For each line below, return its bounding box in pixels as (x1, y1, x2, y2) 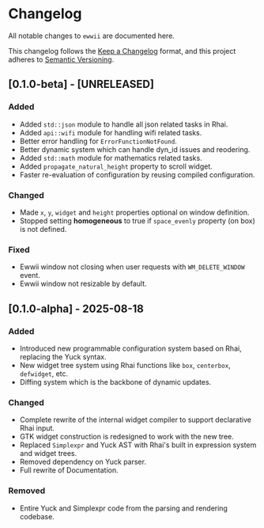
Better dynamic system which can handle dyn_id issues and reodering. (19, 144, 251, 154)
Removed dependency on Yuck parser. (19, 457, 146, 467)
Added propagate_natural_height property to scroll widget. (19, 161, 213, 171)
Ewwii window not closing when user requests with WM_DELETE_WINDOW (19, 262, 245, 272)
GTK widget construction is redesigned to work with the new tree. (19, 432, 235, 442)
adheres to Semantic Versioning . (8, 55, 115, 64)
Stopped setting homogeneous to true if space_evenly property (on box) (19, 215, 255, 226)
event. (19, 271, 41, 280)
